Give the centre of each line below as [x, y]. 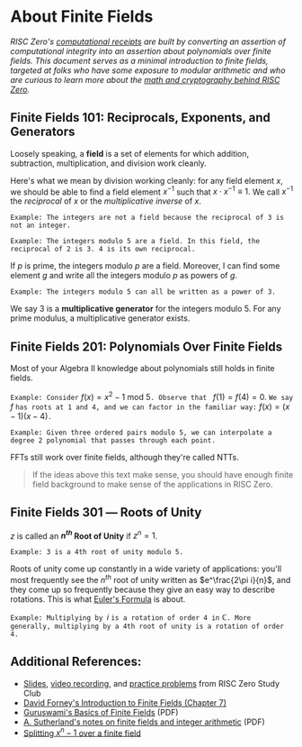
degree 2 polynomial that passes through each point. [113, 440]
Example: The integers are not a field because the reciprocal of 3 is [147, 218]
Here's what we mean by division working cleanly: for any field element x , [147, 180]
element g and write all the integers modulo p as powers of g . [124, 276]
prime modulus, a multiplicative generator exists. [100, 318]
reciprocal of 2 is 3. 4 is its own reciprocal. [103, 250]
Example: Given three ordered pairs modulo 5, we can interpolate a [141, 433]
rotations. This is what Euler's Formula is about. [98, 599]
